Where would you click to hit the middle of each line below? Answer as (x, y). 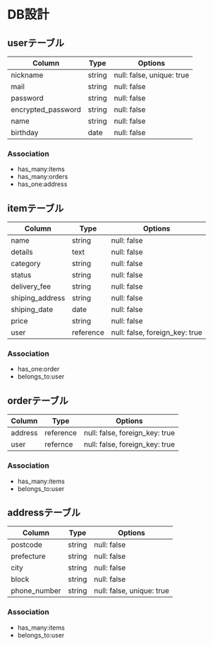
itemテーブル (36, 208)
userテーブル (36, 43)
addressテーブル (44, 513)
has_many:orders (43, 177)
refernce (59, 444)
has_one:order (38, 369)
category (26, 264)
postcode (26, 545)
